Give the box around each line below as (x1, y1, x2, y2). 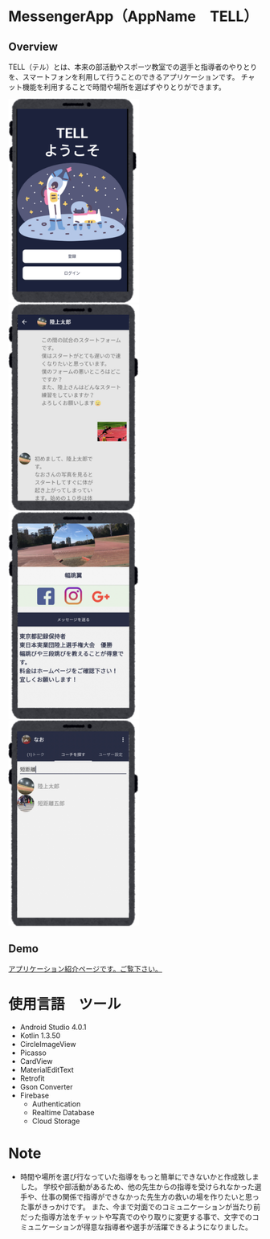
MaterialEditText (19, 1065, 74, 1075)
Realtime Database (31, 1108, 95, 1118)
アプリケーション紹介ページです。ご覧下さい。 (8, 964, 163, 974)
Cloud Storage (31, 1116, 80, 1126)
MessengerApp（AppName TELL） (8, 7, 259, 26)
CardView (19, 1057, 53, 1066)
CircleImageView (19, 1040, 76, 1049)
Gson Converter (19, 1082, 74, 1092)
